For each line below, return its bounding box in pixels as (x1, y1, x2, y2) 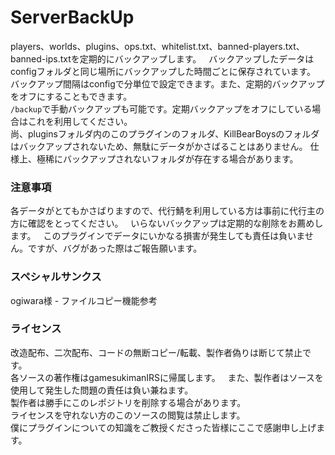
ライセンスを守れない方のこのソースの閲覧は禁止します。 (10, 409, 246, 421)
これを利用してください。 (27, 115, 133, 127)
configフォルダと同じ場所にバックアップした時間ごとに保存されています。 (10, 65, 317, 77)
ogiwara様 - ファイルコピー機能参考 (10, 294, 158, 306)
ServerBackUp (10, 6, 135, 29)
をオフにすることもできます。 (10, 90, 133, 102)
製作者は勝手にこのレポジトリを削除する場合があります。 (10, 396, 247, 408)
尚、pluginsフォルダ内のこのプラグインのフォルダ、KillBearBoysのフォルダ (10, 127, 320, 140)
